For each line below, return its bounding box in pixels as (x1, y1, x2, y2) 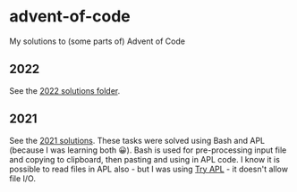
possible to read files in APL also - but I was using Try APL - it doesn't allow (9, 163, 289, 174)
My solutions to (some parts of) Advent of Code (9, 36, 186, 46)
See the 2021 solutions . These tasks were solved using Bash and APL (9, 135, 266, 146)
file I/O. (9, 172, 36, 184)
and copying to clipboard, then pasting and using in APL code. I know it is (9, 154, 280, 164)
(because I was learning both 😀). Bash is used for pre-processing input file (9, 145, 287, 155)
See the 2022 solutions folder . (9, 85, 121, 96)
